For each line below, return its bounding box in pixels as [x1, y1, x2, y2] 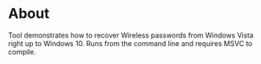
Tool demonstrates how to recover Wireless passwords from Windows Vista [8, 30, 254, 40]
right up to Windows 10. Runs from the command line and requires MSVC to [8, 38, 253, 48]
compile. [8, 47, 37, 56]
